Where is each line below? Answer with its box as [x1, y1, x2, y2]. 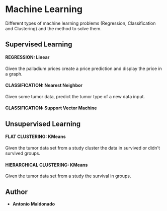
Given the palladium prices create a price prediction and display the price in [5, 65, 162, 72]
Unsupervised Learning [5, 119, 81, 128]
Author [5, 187, 28, 196]
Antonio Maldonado [12, 200, 55, 207]
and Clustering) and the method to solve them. [5, 25, 102, 31]
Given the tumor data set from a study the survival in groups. [5, 173, 131, 179]
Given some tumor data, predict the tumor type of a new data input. [5, 93, 145, 99]
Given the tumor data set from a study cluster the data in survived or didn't [5, 145, 160, 151]
